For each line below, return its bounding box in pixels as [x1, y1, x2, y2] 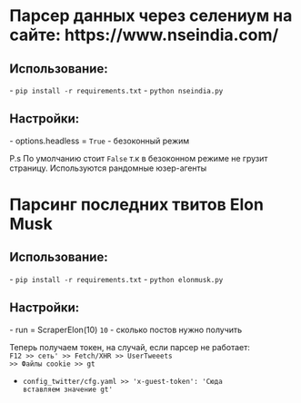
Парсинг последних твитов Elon [9, 194, 264, 214]
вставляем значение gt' [22, 385, 114, 394]
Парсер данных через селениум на [9, 5, 293, 26]
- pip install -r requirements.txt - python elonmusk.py [9, 273, 224, 284]
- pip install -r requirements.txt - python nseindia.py [9, 85, 224, 95]
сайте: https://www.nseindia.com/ [9, 25, 279, 45]
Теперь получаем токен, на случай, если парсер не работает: [9, 341, 250, 352]
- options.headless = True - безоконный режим [9, 135, 190, 146]
